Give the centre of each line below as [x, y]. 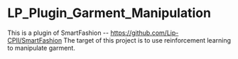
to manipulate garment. [42, 48]
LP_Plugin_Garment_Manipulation [109, 13]
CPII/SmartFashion [35, 40]
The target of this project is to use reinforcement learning [147, 40]
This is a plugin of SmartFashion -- [58, 33]
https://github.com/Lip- [144, 33]
